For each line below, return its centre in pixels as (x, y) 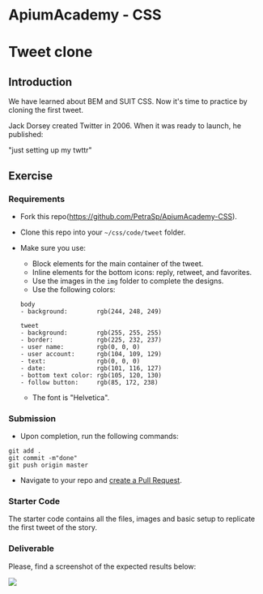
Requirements (37, 199)
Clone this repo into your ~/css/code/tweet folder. (103, 232)
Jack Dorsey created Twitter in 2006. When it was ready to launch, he (125, 126)
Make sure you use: (53, 247)
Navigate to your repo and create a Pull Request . (101, 480)
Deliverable (32, 549)
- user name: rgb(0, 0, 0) (80, 346)
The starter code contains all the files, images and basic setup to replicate (132, 519)
